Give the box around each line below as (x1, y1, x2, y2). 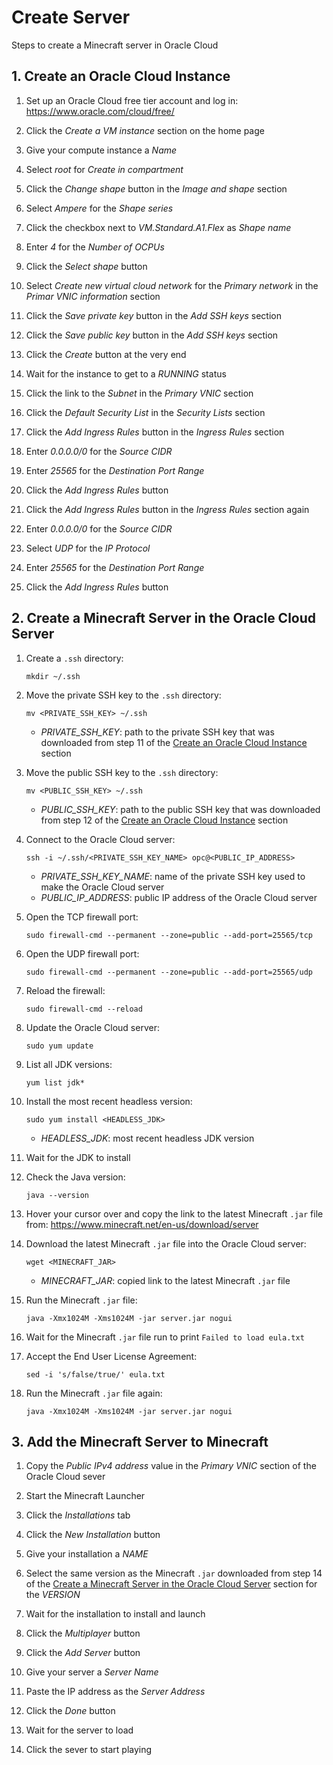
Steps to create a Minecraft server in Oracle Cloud (11, 39, 219, 51)
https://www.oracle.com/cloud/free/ (25, 105, 175, 117)
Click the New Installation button (25, 1529, 161, 1541)
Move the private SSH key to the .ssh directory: (25, 689, 222, 701)
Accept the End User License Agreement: (25, 1350, 198, 1362)
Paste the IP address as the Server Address (25, 1686, 206, 1698)
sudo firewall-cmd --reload (25, 1004, 143, 1014)
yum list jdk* (25, 1077, 85, 1088)
